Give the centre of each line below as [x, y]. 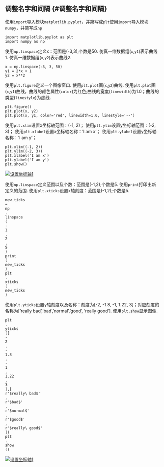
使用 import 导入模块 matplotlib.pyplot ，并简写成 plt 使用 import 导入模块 [77, 22]
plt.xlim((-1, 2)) [24, 147]
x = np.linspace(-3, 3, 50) [34, 67]
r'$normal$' [17, 411]
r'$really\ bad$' [23, 394]
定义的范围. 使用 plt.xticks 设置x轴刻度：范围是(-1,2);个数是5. [67, 190]
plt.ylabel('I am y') [27, 160]
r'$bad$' [14, 402]
